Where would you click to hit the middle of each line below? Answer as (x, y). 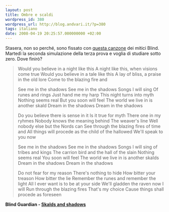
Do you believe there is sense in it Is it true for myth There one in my (89, 115)
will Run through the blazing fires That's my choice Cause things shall (91, 189)
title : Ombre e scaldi (29, 15)
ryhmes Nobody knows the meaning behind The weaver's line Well (88, 121)
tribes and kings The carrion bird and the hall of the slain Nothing (86, 152)
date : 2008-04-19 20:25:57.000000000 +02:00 (53, 34)
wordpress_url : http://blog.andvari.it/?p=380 (55, 24)
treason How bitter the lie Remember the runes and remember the (87, 178)
